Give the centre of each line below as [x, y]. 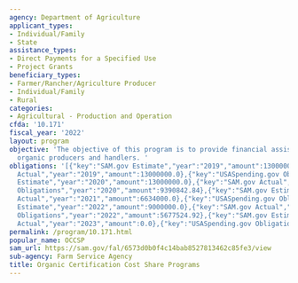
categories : [31, 108]
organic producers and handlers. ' [83, 157]
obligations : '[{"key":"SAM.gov [69, 166]
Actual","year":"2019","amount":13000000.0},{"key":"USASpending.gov [148, 174]
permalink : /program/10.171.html [71, 232]
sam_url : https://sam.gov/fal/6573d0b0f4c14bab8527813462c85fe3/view [141, 248]
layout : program [39, 141]
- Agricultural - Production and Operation [91, 116]
